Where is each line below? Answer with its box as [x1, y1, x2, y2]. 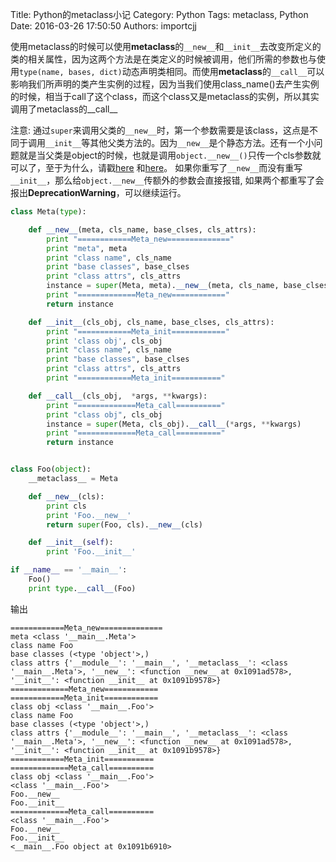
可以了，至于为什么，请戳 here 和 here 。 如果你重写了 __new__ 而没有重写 [10, 162, 303, 173]
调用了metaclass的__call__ [10, 103, 118, 115]
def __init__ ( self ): [28, 538, 114, 548]
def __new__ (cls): [28, 491, 105, 502]
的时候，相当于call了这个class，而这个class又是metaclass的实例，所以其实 [10, 91, 320, 102]
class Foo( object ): [10, 464, 92, 475]
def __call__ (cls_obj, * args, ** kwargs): [28, 391, 208, 401]
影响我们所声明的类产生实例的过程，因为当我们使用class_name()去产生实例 [10, 78, 320, 90]
